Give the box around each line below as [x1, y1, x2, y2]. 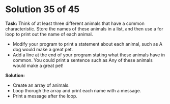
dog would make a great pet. [12, 46, 73, 52]
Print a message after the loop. [12, 93, 77, 99]
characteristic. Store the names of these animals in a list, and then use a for [5, 25, 164, 31]
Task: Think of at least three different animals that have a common [5, 20, 145, 26]
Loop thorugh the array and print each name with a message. [12, 87, 141, 93]
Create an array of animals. [12, 82, 70, 88]
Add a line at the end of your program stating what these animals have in [12, 52, 165, 58]
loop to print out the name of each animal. [5, 31, 93, 37]
